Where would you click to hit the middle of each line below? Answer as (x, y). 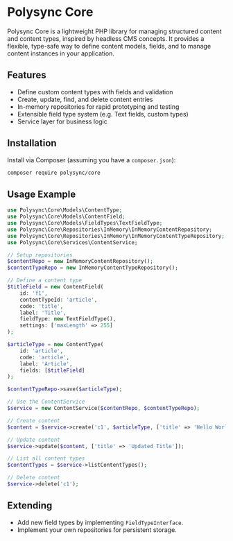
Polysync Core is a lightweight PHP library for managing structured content (114, 31)
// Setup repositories (40, 255)
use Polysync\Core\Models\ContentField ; (67, 217)
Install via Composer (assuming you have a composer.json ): (92, 160)
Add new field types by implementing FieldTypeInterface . (100, 522)
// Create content (34, 420)
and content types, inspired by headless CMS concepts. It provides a (106, 38)
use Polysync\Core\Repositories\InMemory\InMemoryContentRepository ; (110, 230)
